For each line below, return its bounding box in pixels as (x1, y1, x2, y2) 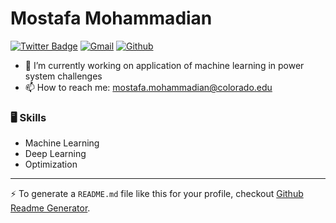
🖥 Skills (10, 110, 47, 124)
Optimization (24, 158, 78, 171)
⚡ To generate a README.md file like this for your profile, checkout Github (10, 188, 304, 200)
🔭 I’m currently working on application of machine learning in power (24, 59, 305, 71)
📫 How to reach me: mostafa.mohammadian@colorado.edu (24, 81, 273, 93)
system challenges (24, 70, 103, 82)
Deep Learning (24, 148, 87, 160)
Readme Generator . (10, 202, 91, 214)
